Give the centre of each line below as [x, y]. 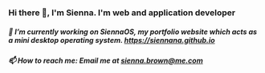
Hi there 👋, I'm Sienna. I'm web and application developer [122, 13]
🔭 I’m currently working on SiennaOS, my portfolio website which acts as [133, 32]
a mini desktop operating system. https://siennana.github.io [112, 40]
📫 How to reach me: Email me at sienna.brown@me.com [106, 60]
